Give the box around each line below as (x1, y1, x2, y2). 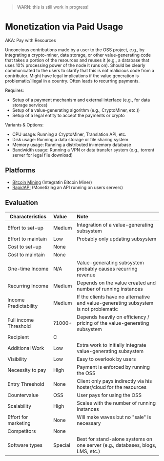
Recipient (7, 334, 29, 340)
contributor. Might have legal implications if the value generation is (5, 73, 139, 79)
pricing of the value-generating (77, 319, 149, 326)
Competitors (7, 427, 36, 434)
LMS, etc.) (77, 448, 101, 455)
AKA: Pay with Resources (5, 37, 56, 43)
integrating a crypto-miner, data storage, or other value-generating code (5, 52, 151, 58)
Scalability (7, 402, 32, 409)
